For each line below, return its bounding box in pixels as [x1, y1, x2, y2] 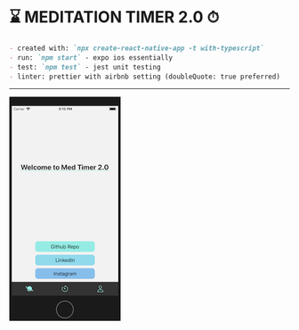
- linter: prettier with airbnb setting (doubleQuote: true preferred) [9, 72, 280, 81]
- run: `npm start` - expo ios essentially [9, 53, 174, 62]
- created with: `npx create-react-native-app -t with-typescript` [9, 44, 265, 53]
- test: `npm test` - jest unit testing [9, 62, 162, 71]
